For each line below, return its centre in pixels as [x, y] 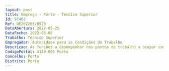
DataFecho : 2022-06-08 [29, 33]
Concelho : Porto [22, 56]
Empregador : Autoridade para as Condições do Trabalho [64, 42]
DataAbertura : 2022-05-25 [32, 28]
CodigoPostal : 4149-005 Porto [37, 51]
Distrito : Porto [22, 61]
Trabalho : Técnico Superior [35, 38]
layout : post [19, 10]
